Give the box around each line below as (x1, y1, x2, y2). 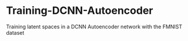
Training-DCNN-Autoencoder (6, 4, 153, 17)
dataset (6, 29, 25, 36)
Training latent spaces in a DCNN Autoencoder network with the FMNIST (6, 23, 183, 30)
